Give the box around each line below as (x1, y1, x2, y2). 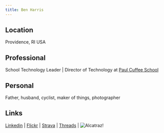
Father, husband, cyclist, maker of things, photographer (5, 94, 121, 100)
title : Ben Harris (5, 7, 44, 12)
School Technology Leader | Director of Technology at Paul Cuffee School (5, 67, 159, 73)
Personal (5, 81, 34, 90)
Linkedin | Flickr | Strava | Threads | (5, 122, 79, 128)
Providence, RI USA (5, 39, 46, 45)
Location (5, 26, 34, 34)
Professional (5, 53, 46, 62)
